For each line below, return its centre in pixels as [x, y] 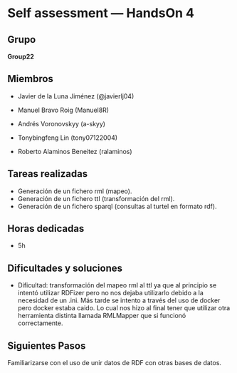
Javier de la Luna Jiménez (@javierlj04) [76, 96]
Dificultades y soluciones [65, 268]
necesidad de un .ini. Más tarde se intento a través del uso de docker [119, 300]
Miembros [30, 79]
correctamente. [40, 323]
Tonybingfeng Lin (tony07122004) [68, 138]
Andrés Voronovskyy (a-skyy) [61, 123]
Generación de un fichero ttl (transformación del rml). [96, 198]
